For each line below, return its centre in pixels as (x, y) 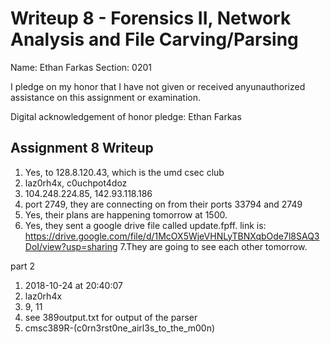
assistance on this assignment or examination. (105, 97)
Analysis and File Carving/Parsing (154, 39)
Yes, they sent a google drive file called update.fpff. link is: (145, 225)
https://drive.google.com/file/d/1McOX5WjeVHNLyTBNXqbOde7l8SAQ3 (172, 236)
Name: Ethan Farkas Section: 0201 (81, 67)
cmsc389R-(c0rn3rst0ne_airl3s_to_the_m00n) (120, 328)
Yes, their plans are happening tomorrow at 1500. (126, 214)
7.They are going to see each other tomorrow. (213, 246)
